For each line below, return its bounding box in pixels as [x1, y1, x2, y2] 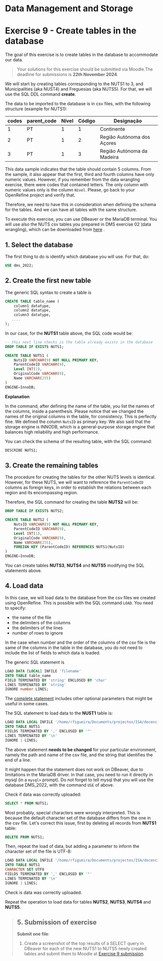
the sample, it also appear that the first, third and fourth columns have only [5, 172, 154, 177]
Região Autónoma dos [99, 134, 150, 140]
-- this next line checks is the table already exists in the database [5, 340, 153, 345]
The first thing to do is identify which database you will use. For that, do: [5, 253, 149, 259]
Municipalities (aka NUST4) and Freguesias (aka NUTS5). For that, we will [5, 86, 152, 92]
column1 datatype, [14, 303, 51, 308]
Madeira [99, 154, 119, 161]
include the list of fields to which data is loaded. [5, 650, 101, 655]
